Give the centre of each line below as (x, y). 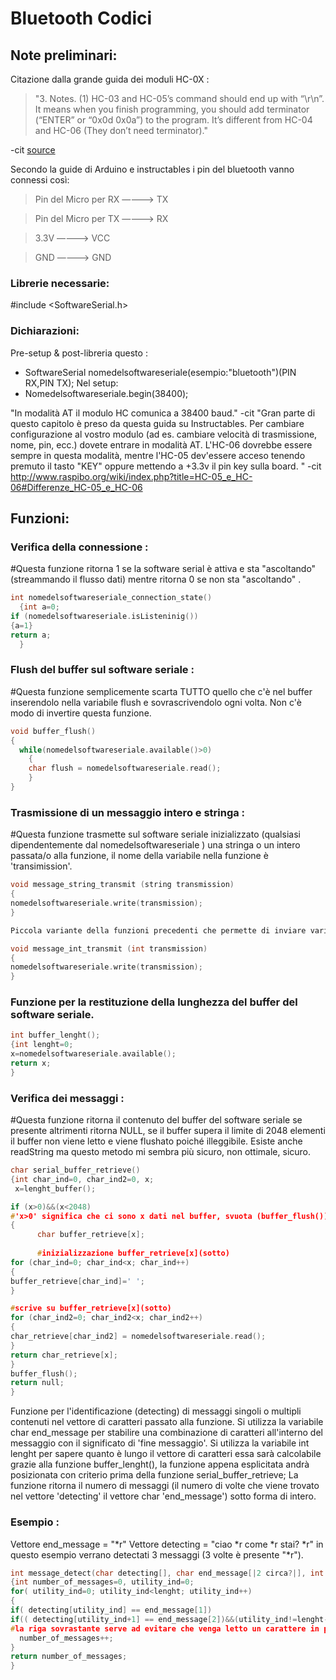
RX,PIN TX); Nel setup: (71, 383)
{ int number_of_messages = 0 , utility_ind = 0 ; (102, 1582)
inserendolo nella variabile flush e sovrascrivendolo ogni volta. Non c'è (156, 702)
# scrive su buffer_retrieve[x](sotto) (91, 1308)
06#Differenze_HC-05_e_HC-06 (76, 487)
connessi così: (40, 180)
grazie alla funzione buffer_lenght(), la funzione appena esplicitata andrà (160, 1464)
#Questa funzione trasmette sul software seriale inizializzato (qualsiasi (155, 834)
